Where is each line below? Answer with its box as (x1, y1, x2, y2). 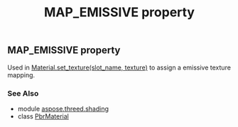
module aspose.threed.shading (17, 104, 109, 113)
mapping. (7, 70, 36, 79)
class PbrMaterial (17, 111, 69, 121)
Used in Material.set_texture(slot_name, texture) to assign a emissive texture (7, 63, 231, 72)
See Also (7, 88, 39, 98)
